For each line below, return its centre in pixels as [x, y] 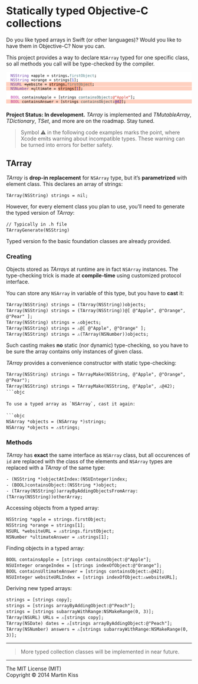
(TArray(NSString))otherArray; [44, 497]
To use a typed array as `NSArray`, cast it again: [71, 404]
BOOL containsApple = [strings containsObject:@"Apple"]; [79, 560]
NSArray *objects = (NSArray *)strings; [57, 422]
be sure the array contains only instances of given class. [75, 352]
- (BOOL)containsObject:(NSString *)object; [62, 485]
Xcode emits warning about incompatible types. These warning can [103, 139]
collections [34, 23]
